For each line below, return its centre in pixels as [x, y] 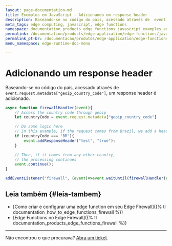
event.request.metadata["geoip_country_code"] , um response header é [81, 93]
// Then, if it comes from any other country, [65, 155]
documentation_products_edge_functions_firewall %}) [70, 223]
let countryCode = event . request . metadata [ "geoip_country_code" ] [86, 117]
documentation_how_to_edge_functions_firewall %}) [68, 212]
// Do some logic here [39, 127]
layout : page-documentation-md [39, 10]
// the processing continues [46, 159]
